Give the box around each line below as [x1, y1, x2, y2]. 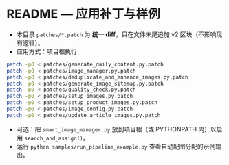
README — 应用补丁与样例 [6, 6, 160, 22]
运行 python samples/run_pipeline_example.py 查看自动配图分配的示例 [16, 142, 216, 151]
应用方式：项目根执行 [16, 47, 77, 55]
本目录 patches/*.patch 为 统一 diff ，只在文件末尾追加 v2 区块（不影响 [16, 30, 217, 38]
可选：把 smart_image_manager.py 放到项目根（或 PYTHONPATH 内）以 [16, 125, 217, 134]
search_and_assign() [24, 135, 83, 142]
